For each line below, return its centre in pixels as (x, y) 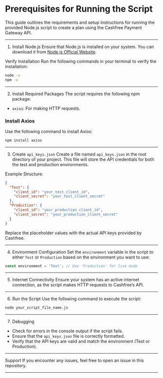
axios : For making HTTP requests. (46, 108)
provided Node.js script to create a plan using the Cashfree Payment (73, 27)
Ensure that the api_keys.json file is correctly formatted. (68, 336)
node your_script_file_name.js (37, 308)
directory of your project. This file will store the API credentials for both (83, 159)
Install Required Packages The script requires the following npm (76, 94)
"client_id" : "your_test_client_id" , (52, 192)
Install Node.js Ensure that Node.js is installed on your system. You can (83, 47)
